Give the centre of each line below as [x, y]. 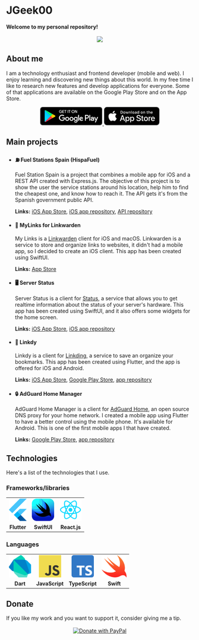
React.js [71, 527]
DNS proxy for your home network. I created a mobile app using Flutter [102, 415]
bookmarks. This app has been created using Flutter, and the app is [97, 362]
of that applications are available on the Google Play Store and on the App [97, 92]
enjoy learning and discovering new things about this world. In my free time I [100, 79]
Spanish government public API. [54, 200]
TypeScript [83, 584]
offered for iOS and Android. [49, 368]
